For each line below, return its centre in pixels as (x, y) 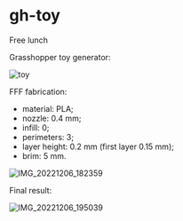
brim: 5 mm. (44, 155)
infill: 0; (36, 127)
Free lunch (29, 40)
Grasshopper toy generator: (60, 57)
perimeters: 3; (48, 137)
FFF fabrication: (38, 91)
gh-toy (35, 16)
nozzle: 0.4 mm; (52, 118)
